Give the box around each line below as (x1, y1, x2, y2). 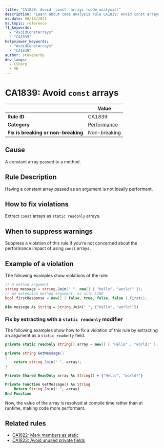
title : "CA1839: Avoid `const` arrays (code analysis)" (5, 7, 121, 12)
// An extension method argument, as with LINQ (5, 291, 104, 296)
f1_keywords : (5, 25, 32, 30)
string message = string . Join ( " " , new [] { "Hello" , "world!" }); (5, 287, 143, 291)
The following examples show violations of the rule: (5, 272, 108, 278)
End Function (5, 391, 32, 396)
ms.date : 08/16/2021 (5, 16, 47, 21)
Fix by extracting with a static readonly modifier (5, 316, 123, 323)
